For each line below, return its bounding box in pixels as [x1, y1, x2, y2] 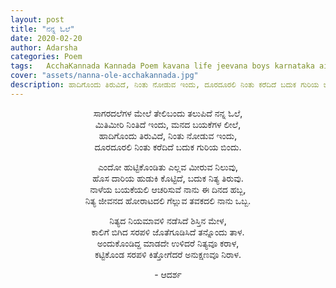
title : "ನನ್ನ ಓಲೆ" [10, 24, 75, 34]
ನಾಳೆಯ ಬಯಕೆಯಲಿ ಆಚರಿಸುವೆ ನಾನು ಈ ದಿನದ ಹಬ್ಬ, [89, 183, 247, 195]
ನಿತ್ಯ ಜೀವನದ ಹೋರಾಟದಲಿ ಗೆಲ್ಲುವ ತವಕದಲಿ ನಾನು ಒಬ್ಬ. [84, 194, 252, 206]
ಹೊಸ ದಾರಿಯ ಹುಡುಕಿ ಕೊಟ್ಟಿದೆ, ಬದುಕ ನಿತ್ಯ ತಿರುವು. [92, 172, 244, 184]
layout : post [10, 14, 65, 25]
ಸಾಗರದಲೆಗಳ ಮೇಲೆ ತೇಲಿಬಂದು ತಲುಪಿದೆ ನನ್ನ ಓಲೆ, [93, 107, 243, 119]
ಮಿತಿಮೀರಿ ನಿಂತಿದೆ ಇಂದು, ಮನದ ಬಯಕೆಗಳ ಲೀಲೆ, [94, 118, 242, 130]
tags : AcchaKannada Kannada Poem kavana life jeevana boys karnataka [10, 61, 315, 71]
